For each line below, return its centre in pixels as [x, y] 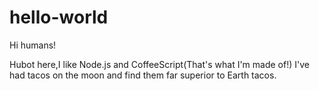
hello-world [59, 17]
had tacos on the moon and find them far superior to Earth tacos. [143, 75]
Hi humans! [33, 45]
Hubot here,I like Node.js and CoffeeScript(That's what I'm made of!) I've [159, 64]
